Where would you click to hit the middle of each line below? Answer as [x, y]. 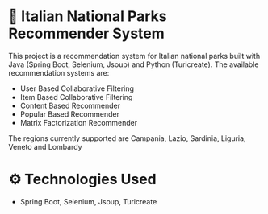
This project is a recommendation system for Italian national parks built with [134, 56]
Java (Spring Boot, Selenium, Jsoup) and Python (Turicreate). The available [134, 64]
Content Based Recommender [70, 105]
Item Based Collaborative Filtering [76, 97]
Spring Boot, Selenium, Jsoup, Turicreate [88, 201]
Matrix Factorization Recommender [79, 122]
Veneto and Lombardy [45, 146]
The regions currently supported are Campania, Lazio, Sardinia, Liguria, [127, 138]
